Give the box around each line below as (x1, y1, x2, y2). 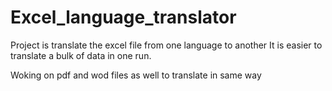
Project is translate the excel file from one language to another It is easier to (10, 39, 323, 51)
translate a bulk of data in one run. (10, 49, 152, 61)
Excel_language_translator (10, 6, 237, 29)
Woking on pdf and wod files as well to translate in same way (10, 69, 262, 81)
